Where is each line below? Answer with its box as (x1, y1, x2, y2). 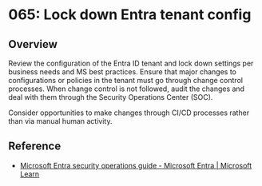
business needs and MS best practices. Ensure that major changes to (8, 67, 237, 77)
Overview (8, 38, 58, 51)
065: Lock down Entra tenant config (8, 6, 252, 24)
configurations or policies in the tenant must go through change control (8, 76, 244, 85)
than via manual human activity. (8, 117, 113, 125)
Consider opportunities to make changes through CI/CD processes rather (8, 108, 250, 117)
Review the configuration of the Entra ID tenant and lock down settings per (8, 58, 254, 68)
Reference (8, 140, 62, 153)
